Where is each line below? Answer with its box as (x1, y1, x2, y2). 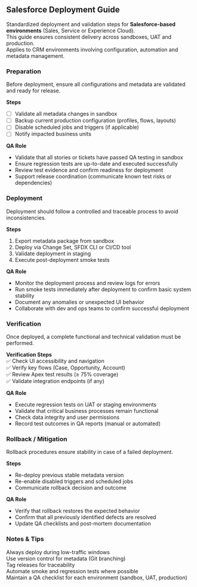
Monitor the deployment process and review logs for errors (14, 279, 161, 286)
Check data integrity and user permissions (14, 413, 120, 421)
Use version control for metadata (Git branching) (6, 555, 126, 562)
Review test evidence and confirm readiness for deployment (14, 166, 164, 174)
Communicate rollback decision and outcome (14, 484, 127, 492)
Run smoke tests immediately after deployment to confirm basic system (14, 286, 192, 293)
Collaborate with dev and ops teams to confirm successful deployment (14, 304, 189, 312)
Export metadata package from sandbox (14, 237, 115, 244)
